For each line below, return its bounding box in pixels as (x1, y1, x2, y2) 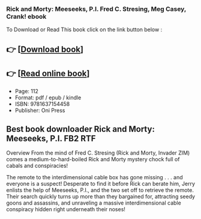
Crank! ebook (6, 12, 47, 20)
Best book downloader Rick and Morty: (6, 124, 155, 134)
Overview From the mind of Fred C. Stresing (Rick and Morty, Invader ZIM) (6, 149, 190, 156)
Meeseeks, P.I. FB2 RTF (6, 133, 96, 143)
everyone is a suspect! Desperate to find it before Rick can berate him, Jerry (6, 180, 196, 188)
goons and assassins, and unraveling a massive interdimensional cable (6, 199, 181, 206)
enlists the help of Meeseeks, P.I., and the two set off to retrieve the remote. (6, 187, 194, 194)
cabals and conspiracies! (6, 162, 68, 170)
